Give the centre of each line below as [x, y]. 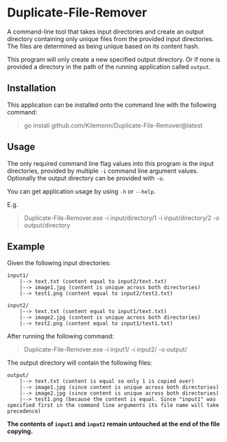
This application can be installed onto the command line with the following [112, 105]
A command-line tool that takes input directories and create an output [106, 32]
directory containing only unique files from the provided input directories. [111, 38]
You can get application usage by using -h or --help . [81, 191]
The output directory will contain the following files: [80, 363]
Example [26, 246]
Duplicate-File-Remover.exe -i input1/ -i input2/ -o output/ [105, 349]
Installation [32, 88]
